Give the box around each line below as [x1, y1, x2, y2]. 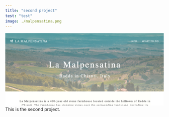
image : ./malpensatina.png [5, 18, 62, 23]
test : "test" [5, 13, 33, 18]
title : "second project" [5, 8, 57, 13]
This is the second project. [5, 106, 60, 112]
